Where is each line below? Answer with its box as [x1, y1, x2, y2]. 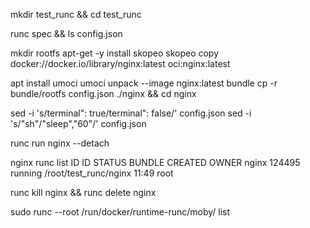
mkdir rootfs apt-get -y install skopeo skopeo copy [10, 47, 220, 59]
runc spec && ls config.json [10, 28, 123, 39]
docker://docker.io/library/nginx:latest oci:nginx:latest [10, 58, 231, 69]
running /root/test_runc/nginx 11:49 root [10, 167, 174, 179]
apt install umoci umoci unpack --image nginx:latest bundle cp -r [10, 77, 278, 89]
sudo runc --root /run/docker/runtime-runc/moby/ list [10, 206, 231, 218]
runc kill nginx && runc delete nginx [10, 187, 157, 198]
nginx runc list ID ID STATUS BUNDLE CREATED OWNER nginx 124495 [10, 157, 301, 168]
